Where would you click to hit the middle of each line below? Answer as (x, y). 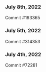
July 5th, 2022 (23, 31)
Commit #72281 (21, 65)
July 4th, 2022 (23, 54)
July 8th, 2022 (23, 7)
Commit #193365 (23, 18)
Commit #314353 (23, 41)
